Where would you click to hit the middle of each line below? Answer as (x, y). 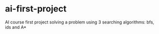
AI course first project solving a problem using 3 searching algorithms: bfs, (79, 22)
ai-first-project (36, 9)
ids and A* (16, 27)
